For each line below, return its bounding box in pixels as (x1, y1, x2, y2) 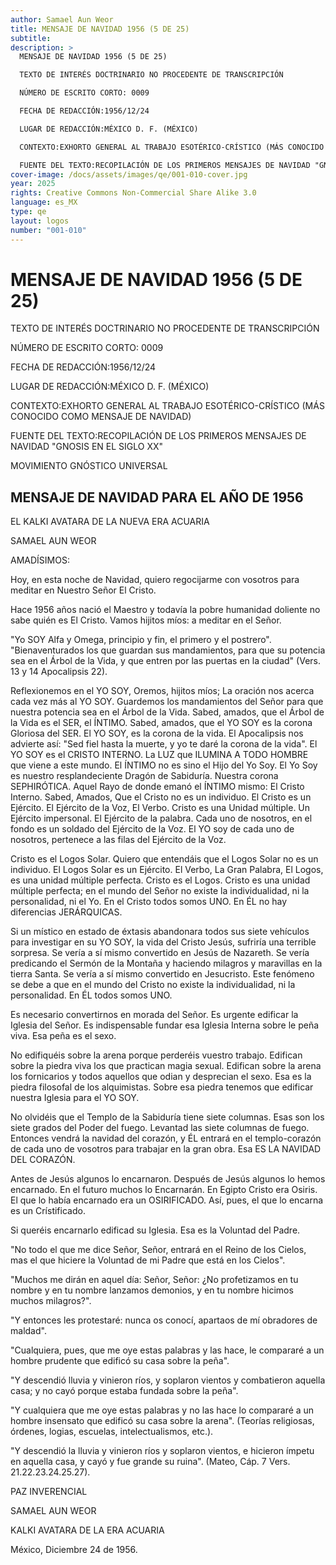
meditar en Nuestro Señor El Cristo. (10, 584, 157, 596)
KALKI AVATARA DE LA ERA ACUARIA (10, 1524, 165, 1536)
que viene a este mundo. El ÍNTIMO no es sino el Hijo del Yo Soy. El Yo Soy (10, 759, 318, 771)
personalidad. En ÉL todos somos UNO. (10, 989, 173, 1001)
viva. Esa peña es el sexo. (10, 1030, 117, 1042)
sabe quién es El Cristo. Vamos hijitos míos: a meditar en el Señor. (10, 614, 282, 626)
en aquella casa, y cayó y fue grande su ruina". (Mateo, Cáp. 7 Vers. (10, 1456, 291, 1468)
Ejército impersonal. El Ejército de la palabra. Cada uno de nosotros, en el (10, 812, 313, 825)
